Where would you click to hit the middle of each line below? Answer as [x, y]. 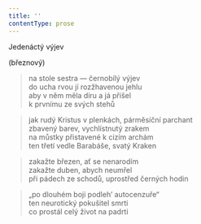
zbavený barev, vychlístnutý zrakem [89, 128]
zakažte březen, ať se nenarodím [83, 161]
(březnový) [27, 62]
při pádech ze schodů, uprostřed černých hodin [108, 179]
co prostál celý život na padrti [78, 211]
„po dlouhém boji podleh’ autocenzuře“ [94, 194]
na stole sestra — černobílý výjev [84, 78]
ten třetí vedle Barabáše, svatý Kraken [92, 145]
